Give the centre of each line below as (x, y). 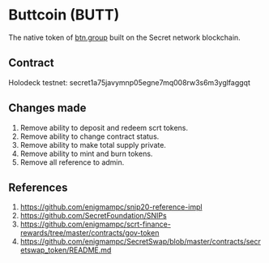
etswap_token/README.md (66, 250)
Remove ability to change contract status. (90, 136)
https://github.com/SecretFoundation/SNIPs (94, 216)
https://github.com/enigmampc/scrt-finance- (96, 224)
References (38, 187)
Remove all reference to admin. (72, 162)
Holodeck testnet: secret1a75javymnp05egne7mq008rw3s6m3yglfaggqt (130, 82)
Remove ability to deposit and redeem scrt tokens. (104, 127)
